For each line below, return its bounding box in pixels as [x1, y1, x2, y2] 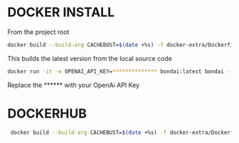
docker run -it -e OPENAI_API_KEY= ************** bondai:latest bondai [7, 68, 224, 75]
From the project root [7, 28, 70, 36]
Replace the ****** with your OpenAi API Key [7, 81, 140, 89]
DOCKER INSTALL [7, 4, 115, 21]
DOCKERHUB [7, 105, 87, 121]
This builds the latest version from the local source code [7, 54, 172, 62]
